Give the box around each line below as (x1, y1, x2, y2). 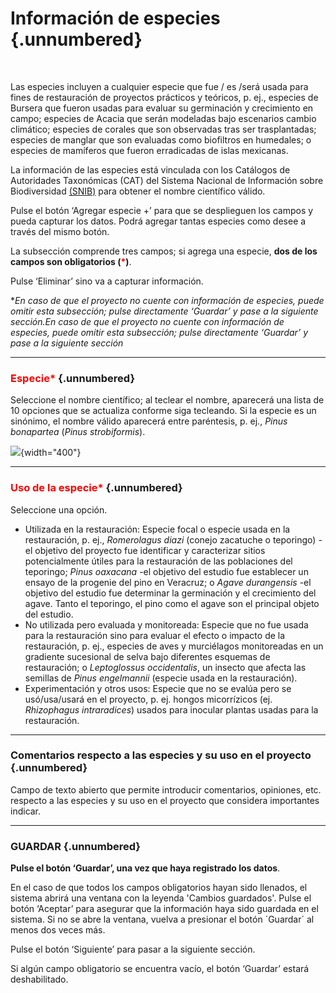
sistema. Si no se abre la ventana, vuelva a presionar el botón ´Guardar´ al (10, 913, 315, 926)
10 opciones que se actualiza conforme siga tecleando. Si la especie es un (10, 405, 317, 417)
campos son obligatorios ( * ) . (10, 255, 132, 267)
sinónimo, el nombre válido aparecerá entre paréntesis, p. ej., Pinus (10, 415, 288, 427)
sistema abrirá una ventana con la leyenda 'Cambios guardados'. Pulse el (10, 892, 312, 904)
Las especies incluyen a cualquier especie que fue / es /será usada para (10, 80, 309, 92)
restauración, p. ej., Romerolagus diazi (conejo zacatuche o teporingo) (24, 533, 317, 546)
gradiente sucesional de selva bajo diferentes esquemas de (24, 650, 271, 662)
